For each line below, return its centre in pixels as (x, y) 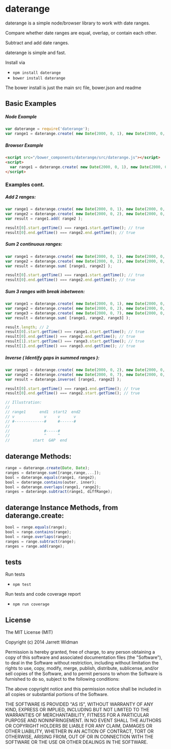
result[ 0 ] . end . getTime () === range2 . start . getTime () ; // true (73, 393)
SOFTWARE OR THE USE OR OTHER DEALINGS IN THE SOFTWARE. (77, 742)
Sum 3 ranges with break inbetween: (45, 291)
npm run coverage (31, 604)
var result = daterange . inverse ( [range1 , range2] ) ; (64, 379)
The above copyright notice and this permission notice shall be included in (83, 689)
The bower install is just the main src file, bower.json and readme (73, 88)
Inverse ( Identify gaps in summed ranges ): (52, 358)
